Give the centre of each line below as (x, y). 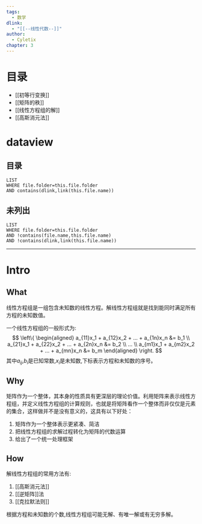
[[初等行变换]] (32, 95)
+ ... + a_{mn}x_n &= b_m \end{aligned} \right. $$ (101, 351)
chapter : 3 (20, 46)
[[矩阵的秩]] (29, 102)
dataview (30, 142)
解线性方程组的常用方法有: (39, 474)
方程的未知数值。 (27, 315)
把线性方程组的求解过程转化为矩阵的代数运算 (70, 432)
